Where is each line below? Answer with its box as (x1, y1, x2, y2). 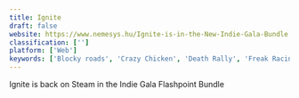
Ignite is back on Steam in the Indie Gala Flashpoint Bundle (9, 79, 225, 89)
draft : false (9, 21, 58, 30)
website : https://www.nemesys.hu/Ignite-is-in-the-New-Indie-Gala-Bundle (9, 29, 289, 38)
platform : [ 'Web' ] (9, 46, 77, 55)
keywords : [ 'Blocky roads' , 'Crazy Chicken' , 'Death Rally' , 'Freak (9, 54, 269, 63)
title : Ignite (9, 12, 62, 22)
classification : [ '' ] (9, 37, 90, 47)
